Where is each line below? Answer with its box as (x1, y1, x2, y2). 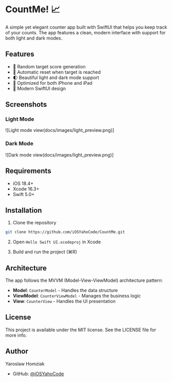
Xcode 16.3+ (12, 185, 40, 192)
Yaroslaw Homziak (5, 360, 45, 367)
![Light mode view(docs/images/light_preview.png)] (5, 127, 114, 133)
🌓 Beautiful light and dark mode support (12, 74, 99, 81)
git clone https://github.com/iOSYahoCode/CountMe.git (5, 230, 125, 235)
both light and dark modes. (5, 35, 63, 41)
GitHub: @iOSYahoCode (12, 370, 64, 377)
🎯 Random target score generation (12, 63, 86, 69)
